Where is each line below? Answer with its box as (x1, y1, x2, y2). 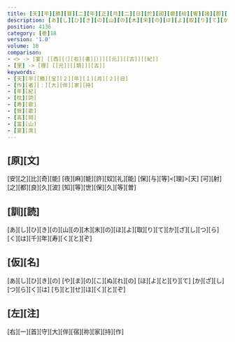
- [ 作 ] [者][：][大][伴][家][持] (7, 82, 94, 89)
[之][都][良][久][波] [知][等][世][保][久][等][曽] (7, 183, 136, 192)
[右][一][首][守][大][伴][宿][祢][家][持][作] (7, 327, 124, 336)
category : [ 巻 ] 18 (7, 29, 57, 37)
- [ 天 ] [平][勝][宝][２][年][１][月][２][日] (7, 75, 129, 82)
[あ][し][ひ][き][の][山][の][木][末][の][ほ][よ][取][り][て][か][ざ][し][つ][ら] (7, 225, 220, 234)
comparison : (7, 50, 42, 57)
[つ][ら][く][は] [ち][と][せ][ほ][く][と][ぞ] (7, 285, 126, 293)
